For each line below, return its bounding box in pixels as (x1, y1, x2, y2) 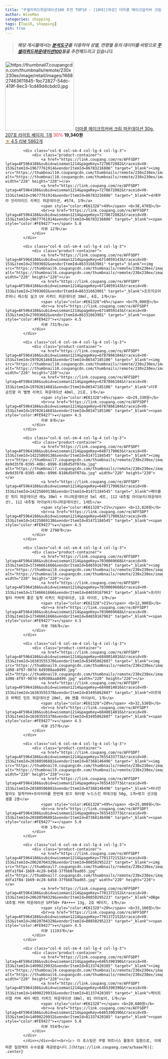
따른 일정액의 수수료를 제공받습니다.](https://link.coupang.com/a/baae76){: (5, 1045, 154, 1050)
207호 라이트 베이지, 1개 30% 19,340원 (5, 132, 83, 138)
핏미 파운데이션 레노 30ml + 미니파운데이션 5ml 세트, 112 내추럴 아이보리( (10, 494, 148, 500)
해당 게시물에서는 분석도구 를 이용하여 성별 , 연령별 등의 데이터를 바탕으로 (17, 42, 156, 48)
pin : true (5, 26, 26, 31)
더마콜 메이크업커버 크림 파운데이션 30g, (74, 126, 154, 132)
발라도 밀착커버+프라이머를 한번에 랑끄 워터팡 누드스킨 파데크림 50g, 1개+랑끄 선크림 (5, 792, 157, 797)
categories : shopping (5, 17, 50, 22)
